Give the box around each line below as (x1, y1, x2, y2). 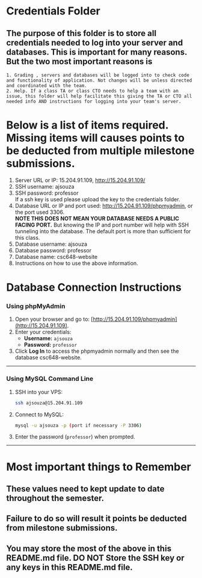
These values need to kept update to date (6, 484, 165, 494)
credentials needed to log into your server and (6, 37, 183, 47)
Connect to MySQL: (14, 410, 64, 418)
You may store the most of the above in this (6, 543, 172, 553)
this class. (14, 234, 40, 241)
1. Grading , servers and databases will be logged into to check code (6, 72, 189, 78)
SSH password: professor (14, 189, 79, 196)
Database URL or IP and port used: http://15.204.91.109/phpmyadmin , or (14, 202, 194, 209)
